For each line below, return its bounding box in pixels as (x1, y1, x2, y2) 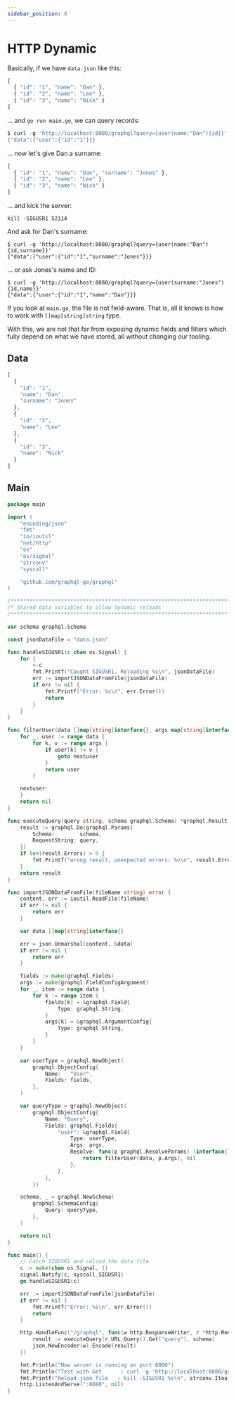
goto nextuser (57, 752, 99, 760)
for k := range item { (32, 992, 99, 999)
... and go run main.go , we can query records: (7, 116, 140, 124)
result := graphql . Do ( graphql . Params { (20, 823, 133, 831)
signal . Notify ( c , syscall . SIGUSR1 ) (20, 1271, 124, 1279)
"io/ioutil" (20, 533, 55, 540)
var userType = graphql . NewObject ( (20, 1057, 124, 1064)
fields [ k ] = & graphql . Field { (44, 998, 131, 1005)
